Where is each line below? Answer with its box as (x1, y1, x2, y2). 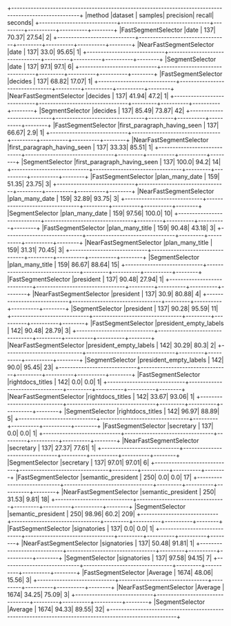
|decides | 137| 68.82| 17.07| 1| (7, 77, 93, 85)
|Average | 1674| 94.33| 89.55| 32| (7, 605, 105, 613)
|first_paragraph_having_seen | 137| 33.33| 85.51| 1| (7, 143, 154, 151)
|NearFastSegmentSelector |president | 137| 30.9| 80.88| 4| (32, 290, 201, 297)
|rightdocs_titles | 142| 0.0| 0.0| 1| (7, 378, 102, 386)
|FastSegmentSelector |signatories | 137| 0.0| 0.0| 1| (7, 525, 154, 532)
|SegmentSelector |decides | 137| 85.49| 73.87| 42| (39, 106, 185, 115)
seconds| (7, 19, 34, 26)
